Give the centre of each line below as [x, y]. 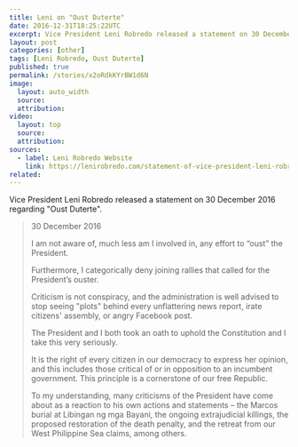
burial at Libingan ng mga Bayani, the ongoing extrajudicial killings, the [160, 415]
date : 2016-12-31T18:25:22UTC [65, 26]
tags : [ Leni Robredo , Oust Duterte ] [77, 59]
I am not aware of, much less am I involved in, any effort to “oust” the [157, 243]
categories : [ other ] [47, 51]
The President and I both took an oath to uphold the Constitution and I [158, 333]
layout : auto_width [53, 92]
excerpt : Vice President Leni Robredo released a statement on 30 [134, 34]
